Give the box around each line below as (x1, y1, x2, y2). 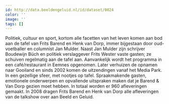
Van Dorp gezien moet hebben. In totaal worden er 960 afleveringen (5, 83, 147, 89)
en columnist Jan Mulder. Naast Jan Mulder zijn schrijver (27, 46, 145, 52)
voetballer (5, 46, 26, 52)
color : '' (5, 12, 26, 17)
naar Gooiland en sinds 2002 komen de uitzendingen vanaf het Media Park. (5, 67, 162, 73)
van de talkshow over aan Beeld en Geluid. (5, 94, 94, 100)
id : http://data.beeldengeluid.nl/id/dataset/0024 (5, 7, 114, 13)
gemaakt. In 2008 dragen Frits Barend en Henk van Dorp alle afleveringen (5, 88, 159, 94)
